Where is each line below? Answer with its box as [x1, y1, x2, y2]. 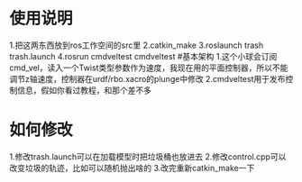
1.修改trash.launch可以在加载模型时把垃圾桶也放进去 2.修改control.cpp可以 [9, 150, 287, 162]
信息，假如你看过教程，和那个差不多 [16, 85, 151, 96]
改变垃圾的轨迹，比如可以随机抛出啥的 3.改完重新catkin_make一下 [9, 162, 255, 173]
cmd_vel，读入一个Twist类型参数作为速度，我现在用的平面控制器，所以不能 [9, 62, 288, 73]
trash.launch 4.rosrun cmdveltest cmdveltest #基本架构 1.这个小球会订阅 [9, 50, 278, 61]
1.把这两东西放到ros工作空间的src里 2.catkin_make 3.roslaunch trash [9, 40, 264, 50]
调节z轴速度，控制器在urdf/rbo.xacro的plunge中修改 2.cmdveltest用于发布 [9, 73, 286, 84]
